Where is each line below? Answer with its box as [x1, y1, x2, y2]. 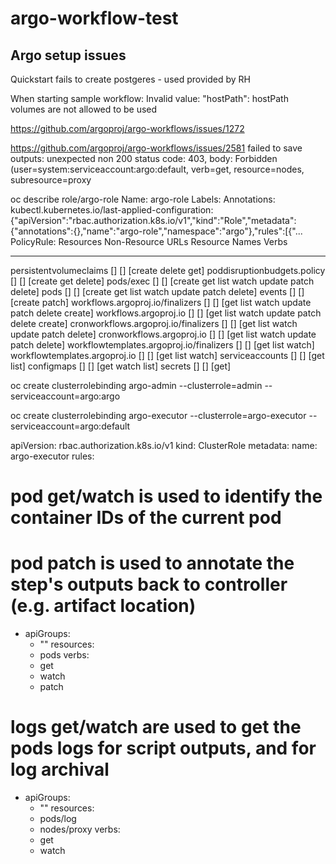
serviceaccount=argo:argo [10, 390, 121, 402]
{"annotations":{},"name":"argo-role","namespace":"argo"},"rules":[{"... [10, 225, 303, 237]
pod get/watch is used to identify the [10, 485, 323, 508]
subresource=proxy [10, 174, 92, 186]
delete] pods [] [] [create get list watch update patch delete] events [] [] [10, 286, 305, 297]
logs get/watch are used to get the [10, 716, 302, 739]
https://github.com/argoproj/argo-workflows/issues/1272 [10, 123, 245, 134]
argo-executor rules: [10, 450, 95, 462]
